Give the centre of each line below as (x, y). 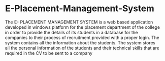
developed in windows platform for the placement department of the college (82, 27)
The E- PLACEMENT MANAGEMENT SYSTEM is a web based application (79, 22)
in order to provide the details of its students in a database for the (72, 32)
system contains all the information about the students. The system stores (80, 42)
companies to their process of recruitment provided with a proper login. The (82, 38)
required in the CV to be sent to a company (49, 53)
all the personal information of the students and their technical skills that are (82, 48)
